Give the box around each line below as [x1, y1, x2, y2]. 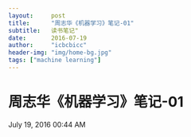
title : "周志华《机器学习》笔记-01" [8, 19, 134, 27]
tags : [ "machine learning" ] [8, 57, 102, 65]
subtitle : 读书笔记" [8, 26, 79, 34]
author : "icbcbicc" [8, 41, 88, 49]
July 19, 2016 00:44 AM [8, 119, 86, 129]
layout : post [8, 11, 66, 20]
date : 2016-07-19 [8, 33, 88, 42]
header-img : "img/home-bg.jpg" [8, 49, 112, 57]
